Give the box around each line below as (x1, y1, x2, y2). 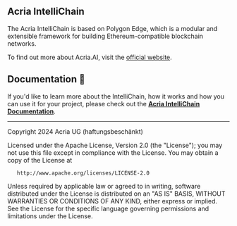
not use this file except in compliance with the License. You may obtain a (7, 148, 219, 157)
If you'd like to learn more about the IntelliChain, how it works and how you (7, 92, 224, 101)
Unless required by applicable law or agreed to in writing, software (7, 182, 201, 190)
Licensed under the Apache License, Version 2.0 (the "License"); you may (7, 141, 223, 149)
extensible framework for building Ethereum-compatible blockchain (7, 32, 203, 40)
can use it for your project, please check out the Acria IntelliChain (7, 99, 200, 108)
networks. (7, 39, 37, 48)
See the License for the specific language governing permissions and (7, 204, 209, 213)
